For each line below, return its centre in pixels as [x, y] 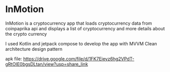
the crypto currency [26, 34]
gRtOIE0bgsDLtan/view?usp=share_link [47, 64]
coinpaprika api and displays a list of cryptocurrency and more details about [85, 28]
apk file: [14, 58]
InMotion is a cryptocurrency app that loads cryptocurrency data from [79, 23]
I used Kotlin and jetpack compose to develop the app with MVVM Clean [81, 43]
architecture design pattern [34, 49]
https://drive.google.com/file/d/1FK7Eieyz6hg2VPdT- [79, 58]
